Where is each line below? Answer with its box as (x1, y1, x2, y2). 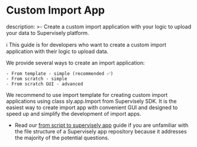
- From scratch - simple (6, 76, 67, 81)
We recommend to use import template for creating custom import (6, 91, 168, 98)
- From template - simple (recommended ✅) (6, 70, 114, 77)
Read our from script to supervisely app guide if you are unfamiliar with (14, 122, 189, 129)
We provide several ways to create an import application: (6, 59, 145, 66)
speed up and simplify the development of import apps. (6, 110, 141, 117)
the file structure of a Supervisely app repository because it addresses (14, 128, 188, 135)
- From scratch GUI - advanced (6, 81, 83, 87)
